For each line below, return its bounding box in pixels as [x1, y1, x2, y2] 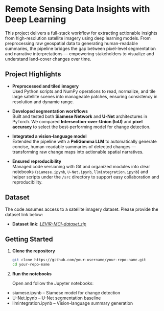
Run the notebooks [12, 271, 52, 277]
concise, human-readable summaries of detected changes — [12, 143, 136, 150]
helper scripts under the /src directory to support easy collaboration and [12, 174, 160, 179]
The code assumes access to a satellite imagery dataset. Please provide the [5, 206, 159, 212]
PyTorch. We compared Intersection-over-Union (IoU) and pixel [12, 118, 143, 124]
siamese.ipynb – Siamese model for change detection [12, 290, 121, 296]
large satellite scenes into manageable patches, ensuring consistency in [12, 93, 158, 99]
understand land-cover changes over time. [5, 56, 92, 62]
